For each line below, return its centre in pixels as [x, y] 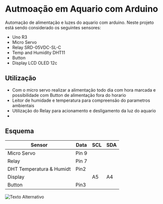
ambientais [23, 105]
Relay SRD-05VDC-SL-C [37, 47]
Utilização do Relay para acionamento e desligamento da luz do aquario [84, 111]
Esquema [19, 131]
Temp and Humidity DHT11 [39, 53]
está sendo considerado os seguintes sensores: [53, 27]
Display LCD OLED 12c [35, 63]
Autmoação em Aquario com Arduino [81, 9]
